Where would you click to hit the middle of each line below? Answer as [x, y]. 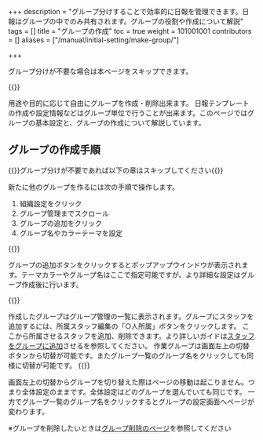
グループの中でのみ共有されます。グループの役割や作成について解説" [133, 21]
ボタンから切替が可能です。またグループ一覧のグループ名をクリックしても [128, 355]
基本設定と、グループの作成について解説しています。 [120, 123]
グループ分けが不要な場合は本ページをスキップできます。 [100, 71]
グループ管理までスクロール [64, 213]
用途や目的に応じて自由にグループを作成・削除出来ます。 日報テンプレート [129, 103]
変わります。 [29, 411]
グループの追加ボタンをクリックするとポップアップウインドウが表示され [125, 264]
